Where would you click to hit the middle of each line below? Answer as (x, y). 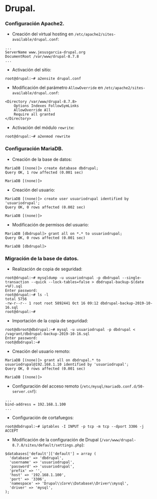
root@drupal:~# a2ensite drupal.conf (43, 79)
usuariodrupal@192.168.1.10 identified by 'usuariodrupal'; (67, 365)
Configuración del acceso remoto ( (47, 386)
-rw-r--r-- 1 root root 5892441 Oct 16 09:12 (52, 303)
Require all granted (34, 114)
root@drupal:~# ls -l (27, 295)
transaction (17, 282)
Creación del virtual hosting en (43, 34)
